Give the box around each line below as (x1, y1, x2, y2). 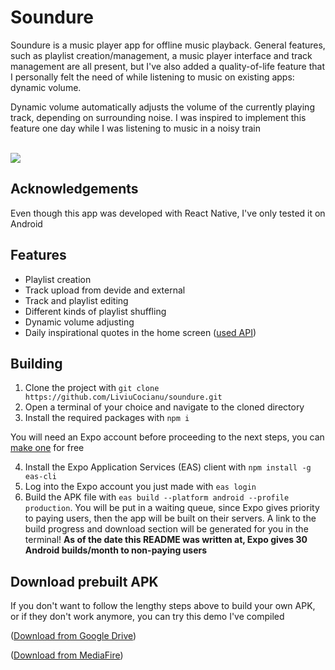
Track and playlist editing (24, 294, 129, 306)
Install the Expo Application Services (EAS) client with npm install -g (24, 461, 312, 473)
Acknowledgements (10, 181, 139, 198)
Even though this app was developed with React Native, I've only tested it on (10, 207, 326, 219)
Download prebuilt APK (10, 573, 159, 590)
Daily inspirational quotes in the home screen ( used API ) (24, 326, 257, 338)
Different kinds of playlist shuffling (24, 305, 167, 317)
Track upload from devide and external (24, 284, 186, 296)
